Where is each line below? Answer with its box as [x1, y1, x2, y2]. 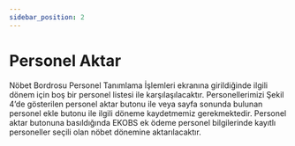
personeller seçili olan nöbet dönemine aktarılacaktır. [9, 127, 201, 137]
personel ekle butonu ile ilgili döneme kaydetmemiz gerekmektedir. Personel [9, 107, 287, 119]
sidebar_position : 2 [9, 12, 86, 22]
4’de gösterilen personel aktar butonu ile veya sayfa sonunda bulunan [9, 99, 263, 109]
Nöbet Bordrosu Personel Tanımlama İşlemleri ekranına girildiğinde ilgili [9, 80, 268, 91]
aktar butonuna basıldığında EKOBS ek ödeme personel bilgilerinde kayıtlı [9, 117, 276, 128]
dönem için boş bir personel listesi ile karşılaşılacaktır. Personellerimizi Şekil [9, 89, 284, 99]
